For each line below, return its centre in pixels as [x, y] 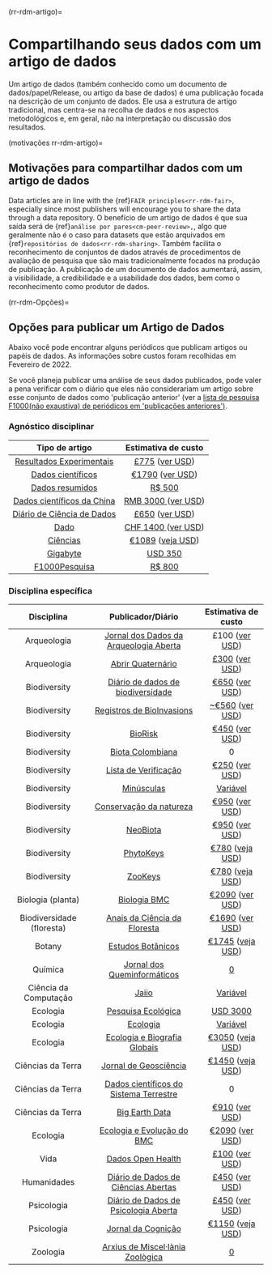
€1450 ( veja [232, 1061]
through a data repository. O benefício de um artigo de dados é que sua [128, 217]
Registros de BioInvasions [144, 710]
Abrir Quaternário [144, 664]
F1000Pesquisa [64, 566]
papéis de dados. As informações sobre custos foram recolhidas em [122, 356]
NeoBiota [144, 830]
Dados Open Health [144, 1159]
